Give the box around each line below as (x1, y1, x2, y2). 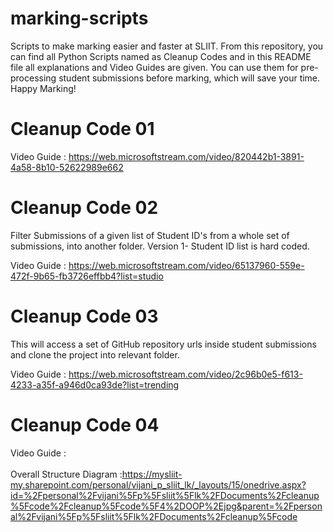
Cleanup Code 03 (10, 305, 159, 327)
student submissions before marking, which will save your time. (58, 72, 321, 84)
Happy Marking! (10, 82, 77, 94)
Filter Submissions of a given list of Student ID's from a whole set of (10, 229, 290, 241)
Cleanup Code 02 (10, 197, 159, 219)
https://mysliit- (121, 468, 183, 480)
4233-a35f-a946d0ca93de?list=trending (10, 378, 180, 391)
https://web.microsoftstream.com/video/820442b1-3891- (68, 150, 305, 162)
